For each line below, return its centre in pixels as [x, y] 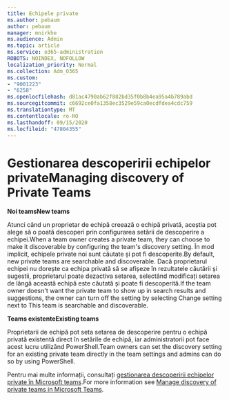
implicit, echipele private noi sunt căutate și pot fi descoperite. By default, [111, 254]
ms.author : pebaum [33, 20]
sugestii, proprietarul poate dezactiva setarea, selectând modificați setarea [114, 276]
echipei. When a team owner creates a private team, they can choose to [109, 239]
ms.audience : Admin [35, 39]
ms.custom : [23, 78]
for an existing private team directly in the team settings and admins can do [114, 354]
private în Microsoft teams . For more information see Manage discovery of [112, 382]
